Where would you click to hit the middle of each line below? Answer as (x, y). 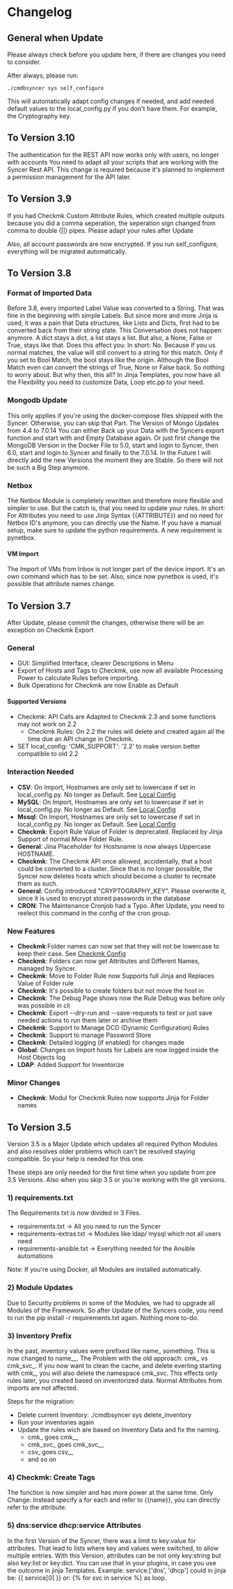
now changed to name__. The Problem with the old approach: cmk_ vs (107, 1358)
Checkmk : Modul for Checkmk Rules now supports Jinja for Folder (113, 1098)
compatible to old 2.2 (48, 754)
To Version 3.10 (41, 138)
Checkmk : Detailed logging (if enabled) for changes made (101, 1043)
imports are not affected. (43, 1388)
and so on (42, 1459)
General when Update (55, 38)
